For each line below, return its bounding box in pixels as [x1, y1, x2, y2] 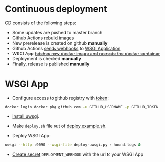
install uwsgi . [12, 113, 40, 119]
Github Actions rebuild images [12, 35, 74, 41]
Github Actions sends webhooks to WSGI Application [12, 45, 121, 51]
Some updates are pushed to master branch [12, 29, 103, 35]
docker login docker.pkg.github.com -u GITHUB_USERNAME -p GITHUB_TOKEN [5, 104, 159, 109]
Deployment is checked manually [12, 55, 82, 61]
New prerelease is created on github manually [12, 40, 108, 46]
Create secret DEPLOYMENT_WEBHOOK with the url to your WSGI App [12, 151, 144, 157]
